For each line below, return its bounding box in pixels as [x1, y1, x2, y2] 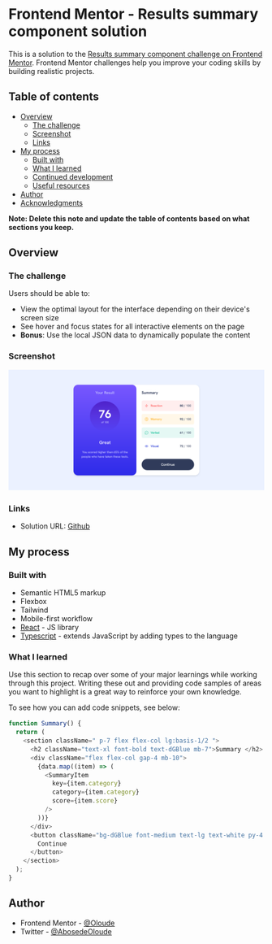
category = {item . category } [51, 788, 140, 797]
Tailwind [19, 605, 49, 615]
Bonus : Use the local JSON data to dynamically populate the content [19, 330, 251, 340]
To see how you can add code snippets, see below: [8, 703, 180, 712]
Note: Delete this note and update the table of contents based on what [8, 213, 250, 224]
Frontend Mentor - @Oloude [19, 918, 115, 928]
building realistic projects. [8, 66, 95, 76]
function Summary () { [8, 720, 82, 728]
